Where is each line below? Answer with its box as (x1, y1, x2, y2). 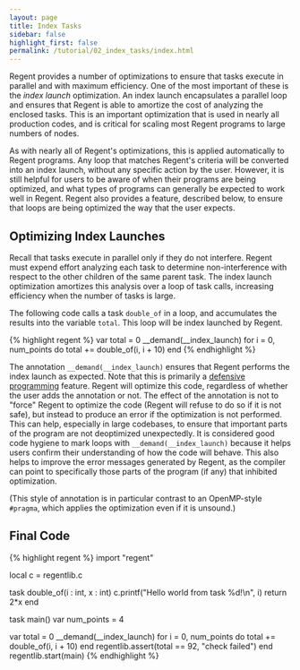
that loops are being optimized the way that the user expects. (9, 202, 236, 213)
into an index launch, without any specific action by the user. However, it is (9, 165, 285, 176)
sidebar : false (9, 30, 66, 39)
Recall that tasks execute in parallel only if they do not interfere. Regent (9, 252, 273, 262)
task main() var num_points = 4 (9, 614, 124, 624)
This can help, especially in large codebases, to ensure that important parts (9, 418, 288, 429)
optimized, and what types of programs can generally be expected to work (9, 184, 285, 194)
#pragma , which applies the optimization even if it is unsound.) (9, 502, 236, 513)
